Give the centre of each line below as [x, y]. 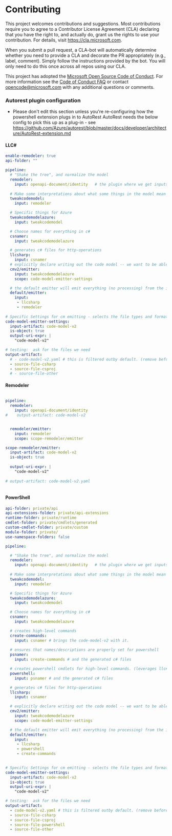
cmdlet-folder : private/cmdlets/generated [51, 523]
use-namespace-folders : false [38, 537]
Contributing [33, 9]
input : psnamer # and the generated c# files [64, 678]
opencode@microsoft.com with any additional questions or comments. [80, 87]
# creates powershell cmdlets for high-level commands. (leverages [83, 669]
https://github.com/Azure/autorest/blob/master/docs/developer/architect [90, 128]
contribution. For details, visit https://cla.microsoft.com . [64, 40]
